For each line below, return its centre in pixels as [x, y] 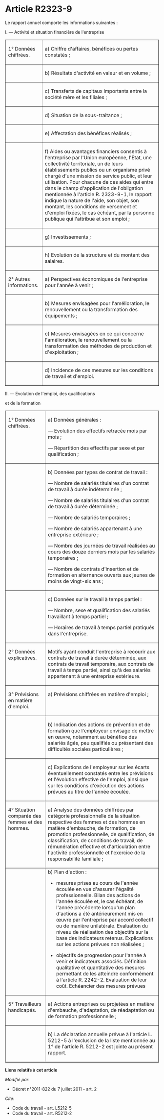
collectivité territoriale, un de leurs [84, 164]
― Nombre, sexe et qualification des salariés [99, 610]
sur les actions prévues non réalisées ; [100, 944]
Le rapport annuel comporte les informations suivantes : [61, 23]
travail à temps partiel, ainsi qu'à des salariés [99, 670]
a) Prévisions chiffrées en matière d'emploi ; [98, 694]
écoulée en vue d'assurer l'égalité [95, 889]
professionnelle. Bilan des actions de [98, 895]
